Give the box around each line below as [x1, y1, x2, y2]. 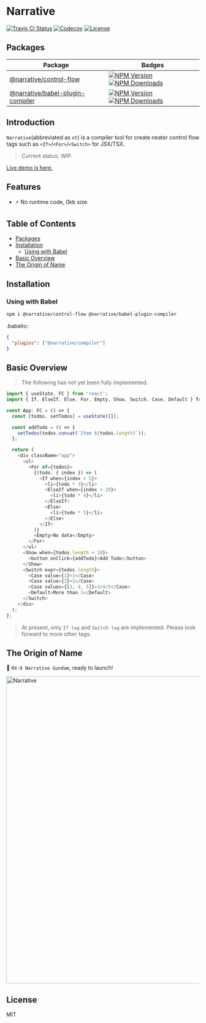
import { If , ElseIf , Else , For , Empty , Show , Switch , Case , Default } [6, 396, 193, 403]
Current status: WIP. [21, 152, 72, 159]
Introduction [6, 117, 55, 128]
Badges [141, 60, 164, 69]
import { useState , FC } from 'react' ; [6, 391, 109, 397]
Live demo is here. [6, 164, 53, 171]
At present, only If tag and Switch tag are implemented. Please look [21, 624, 196, 631]
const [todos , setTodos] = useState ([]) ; [12, 413, 120, 419]
